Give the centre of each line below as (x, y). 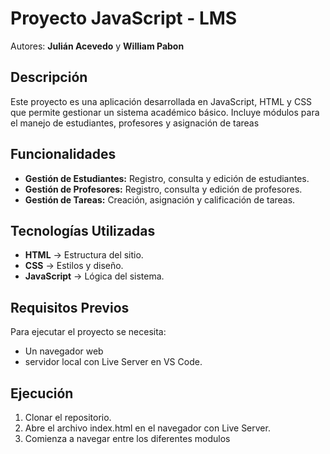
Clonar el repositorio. (68, 417)
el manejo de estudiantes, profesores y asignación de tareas (135, 123)
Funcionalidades (63, 154)
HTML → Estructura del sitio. (84, 255)
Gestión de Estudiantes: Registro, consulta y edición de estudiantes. (167, 178)
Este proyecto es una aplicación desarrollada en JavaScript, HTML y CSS (161, 101)
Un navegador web (64, 351)
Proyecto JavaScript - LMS (124, 18)
